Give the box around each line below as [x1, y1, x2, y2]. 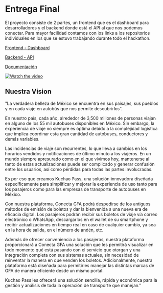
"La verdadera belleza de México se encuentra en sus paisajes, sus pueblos [5, 100, 159, 106]
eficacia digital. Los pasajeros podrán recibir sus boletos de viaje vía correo [5, 211, 158, 217]
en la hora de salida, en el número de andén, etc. [5, 227, 104, 233]
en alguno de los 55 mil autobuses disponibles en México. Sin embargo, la [5, 120, 155, 126]
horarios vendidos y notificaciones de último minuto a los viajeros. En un [5, 150, 151, 156]
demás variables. [5, 136, 40, 142]
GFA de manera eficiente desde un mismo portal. [5, 268, 104, 273]
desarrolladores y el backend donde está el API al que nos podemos [5, 24, 143, 30]
